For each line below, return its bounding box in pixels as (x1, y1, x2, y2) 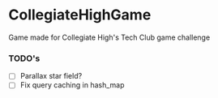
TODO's (8, 53, 41, 64)
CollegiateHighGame (8, 6, 152, 24)
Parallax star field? (19, 71, 83, 81)
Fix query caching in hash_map (19, 80, 125, 90)
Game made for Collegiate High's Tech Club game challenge (8, 32, 211, 42)
